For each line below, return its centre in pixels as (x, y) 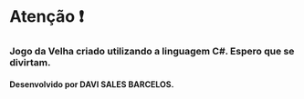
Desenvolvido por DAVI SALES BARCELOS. (92, 84)
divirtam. (30, 63)
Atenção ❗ (47, 17)
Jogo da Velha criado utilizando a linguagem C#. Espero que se (152, 52)
